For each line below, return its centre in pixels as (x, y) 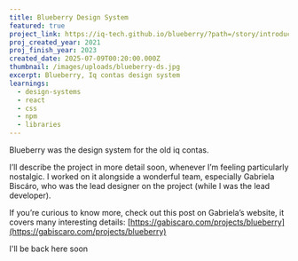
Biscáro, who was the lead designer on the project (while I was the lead (140, 186)
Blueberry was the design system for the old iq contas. (110, 150)
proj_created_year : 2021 (55, 42)
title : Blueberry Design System (69, 17)
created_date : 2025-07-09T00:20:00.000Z (85, 59)
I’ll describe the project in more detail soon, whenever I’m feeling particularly (149, 167)
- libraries (39, 125)
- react (31, 100)
